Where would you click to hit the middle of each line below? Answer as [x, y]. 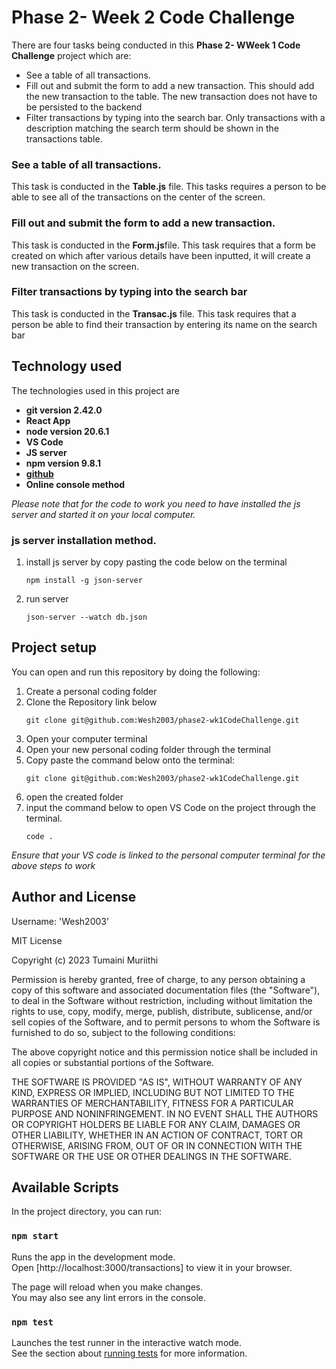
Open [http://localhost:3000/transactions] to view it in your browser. [152, 1267]
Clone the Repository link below [91, 702]
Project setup [54, 647]
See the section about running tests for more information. [129, 1353]
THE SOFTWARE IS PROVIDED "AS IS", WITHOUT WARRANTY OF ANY [157, 1082]
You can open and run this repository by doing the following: [136, 672]
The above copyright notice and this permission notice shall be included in [164, 1052]
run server [47, 598]
